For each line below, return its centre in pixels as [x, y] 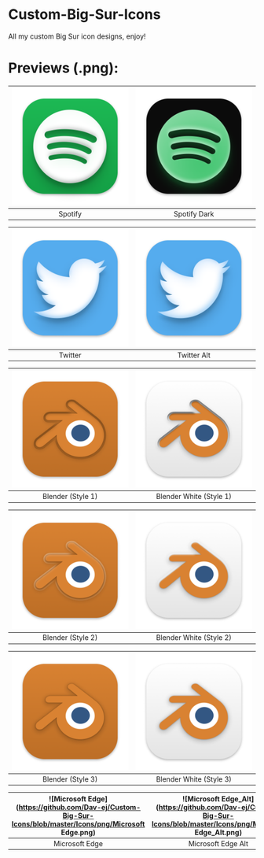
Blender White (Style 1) [194, 497]
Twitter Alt [194, 355]
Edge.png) [78, 832]
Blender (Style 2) [70, 638]
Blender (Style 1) [70, 497]
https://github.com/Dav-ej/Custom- [80, 807]
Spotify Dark [194, 213]
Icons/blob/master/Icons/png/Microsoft [78, 823]
